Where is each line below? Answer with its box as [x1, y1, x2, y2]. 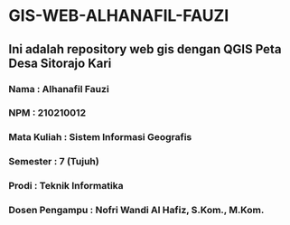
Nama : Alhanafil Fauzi [8, 82, 109, 95]
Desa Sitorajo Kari [8, 55, 112, 70]
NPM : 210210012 [8, 107, 87, 119]
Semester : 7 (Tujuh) [8, 155, 100, 168]
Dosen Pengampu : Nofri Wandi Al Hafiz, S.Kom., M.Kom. [8, 204, 265, 217]
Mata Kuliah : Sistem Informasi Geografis [8, 131, 192, 144]
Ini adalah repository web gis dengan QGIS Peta [8, 42, 282, 57]
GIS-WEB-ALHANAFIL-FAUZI [8, 5, 229, 26]
